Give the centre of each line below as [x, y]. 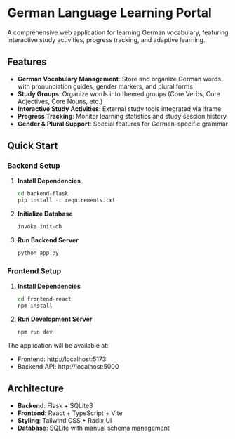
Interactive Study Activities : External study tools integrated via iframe [119, 109]
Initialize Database [45, 214]
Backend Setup [34, 166]
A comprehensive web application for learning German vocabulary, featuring [118, 32]
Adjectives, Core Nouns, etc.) [60, 101]
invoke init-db [40, 227]
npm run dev [35, 332]
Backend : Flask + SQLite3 [55, 405]
